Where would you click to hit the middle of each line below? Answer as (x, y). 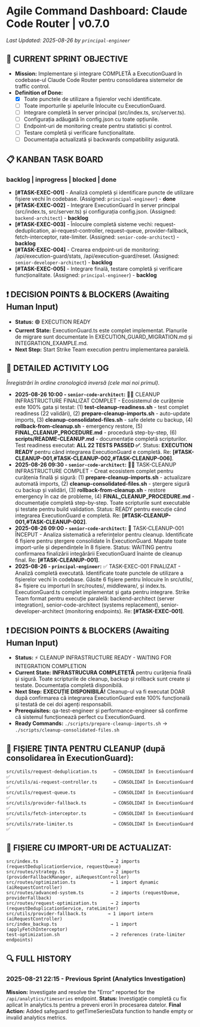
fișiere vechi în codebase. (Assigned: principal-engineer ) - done (95, 199)
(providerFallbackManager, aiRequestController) (68, 877)
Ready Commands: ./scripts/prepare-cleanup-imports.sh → (91, 723)
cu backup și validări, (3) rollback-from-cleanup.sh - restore (90, 490)
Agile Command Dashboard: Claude (97, 11)
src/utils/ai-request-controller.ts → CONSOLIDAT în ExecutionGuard (100, 782)
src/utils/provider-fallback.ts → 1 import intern (80, 913)
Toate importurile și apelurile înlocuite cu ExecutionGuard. (95, 105)
